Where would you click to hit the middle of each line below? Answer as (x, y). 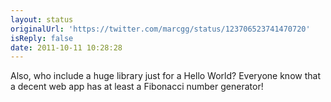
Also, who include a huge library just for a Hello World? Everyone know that (165, 76)
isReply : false (42, 38)
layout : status (42, 19)
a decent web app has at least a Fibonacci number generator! (137, 87)
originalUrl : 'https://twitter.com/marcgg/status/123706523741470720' (160, 29)
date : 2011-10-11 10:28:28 (66, 47)
